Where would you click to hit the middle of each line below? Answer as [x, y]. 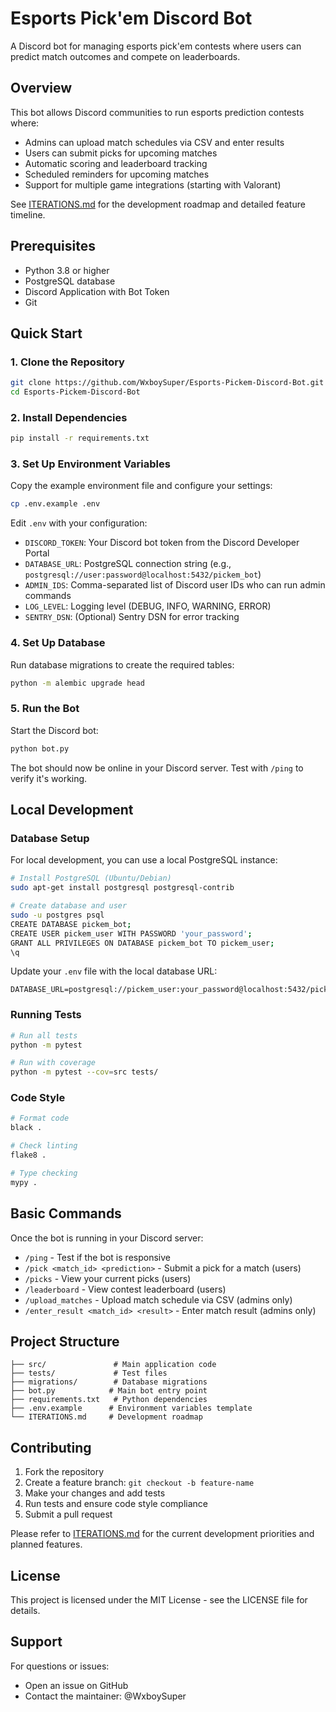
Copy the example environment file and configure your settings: [141, 486]
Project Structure [65, 1341]
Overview [41, 88]
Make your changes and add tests [95, 1493]
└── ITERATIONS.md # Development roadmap [106, 1417]
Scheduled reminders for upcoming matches [117, 174]
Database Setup [50, 838]
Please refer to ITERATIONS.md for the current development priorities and [162, 1534]
